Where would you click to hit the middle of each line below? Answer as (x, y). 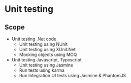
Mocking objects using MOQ (48, 55)
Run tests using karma (42, 70)
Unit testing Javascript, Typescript (47, 60)
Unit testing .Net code (34, 39)
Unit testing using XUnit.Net (47, 49)
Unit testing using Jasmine (46, 65)
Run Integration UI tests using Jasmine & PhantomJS (72, 75)
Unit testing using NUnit (43, 44)
